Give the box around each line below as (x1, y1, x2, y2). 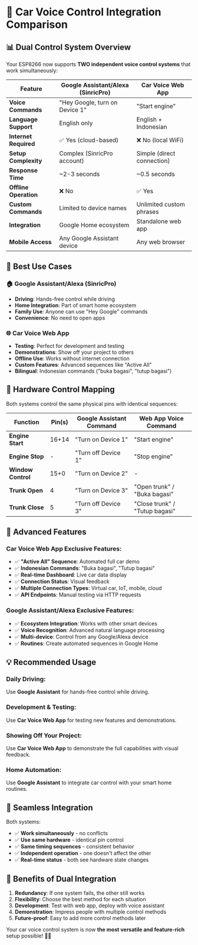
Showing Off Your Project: (6, 731, 82, 739)
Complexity (9, 157, 42, 165)
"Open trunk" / (134, 483, 175, 491)
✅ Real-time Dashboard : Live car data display (14, 571, 127, 578)
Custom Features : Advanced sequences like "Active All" (14, 361, 152, 368)
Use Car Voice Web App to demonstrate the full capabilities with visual (6, 745, 179, 752)
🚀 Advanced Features (6, 527, 87, 537)
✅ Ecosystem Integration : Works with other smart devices (14, 620, 158, 627)
